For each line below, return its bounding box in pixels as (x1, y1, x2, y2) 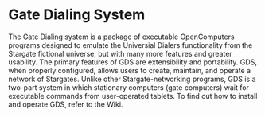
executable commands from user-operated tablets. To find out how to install (8, 91, 258, 100)
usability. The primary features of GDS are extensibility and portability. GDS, (8, 57, 257, 67)
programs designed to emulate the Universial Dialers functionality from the (8, 40, 253, 49)
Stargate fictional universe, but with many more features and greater (8, 49, 232, 58)
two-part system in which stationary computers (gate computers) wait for (8, 82, 249, 92)
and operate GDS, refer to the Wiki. (8, 99, 123, 109)
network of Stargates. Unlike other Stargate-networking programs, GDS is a (8, 74, 256, 84)
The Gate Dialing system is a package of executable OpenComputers (8, 32, 235, 41)
